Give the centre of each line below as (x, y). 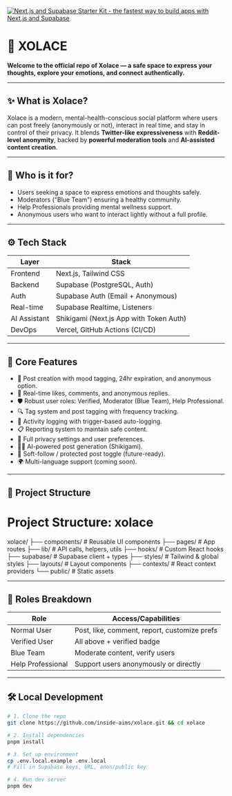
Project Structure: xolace (80, 522)
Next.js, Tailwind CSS (90, 274)
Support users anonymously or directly (138, 664)
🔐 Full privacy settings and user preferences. (81, 439)
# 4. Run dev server (37, 780)
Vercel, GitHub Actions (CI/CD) (106, 330)
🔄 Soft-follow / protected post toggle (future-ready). (91, 454)
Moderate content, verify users (125, 653)
